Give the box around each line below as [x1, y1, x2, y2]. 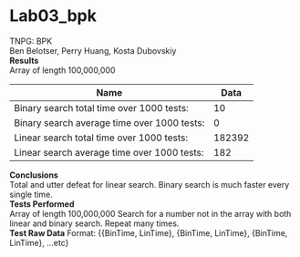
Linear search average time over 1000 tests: [14, 146, 204, 159]
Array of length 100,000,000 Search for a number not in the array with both [9, 208, 292, 219]
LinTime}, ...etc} [9, 237, 69, 248]
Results [9, 55, 39, 66]
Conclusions [9, 170, 59, 180]
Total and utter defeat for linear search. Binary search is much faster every [9, 179, 290, 190]
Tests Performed [9, 198, 75, 210]
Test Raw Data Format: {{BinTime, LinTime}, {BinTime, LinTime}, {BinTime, [9, 227, 288, 238]
